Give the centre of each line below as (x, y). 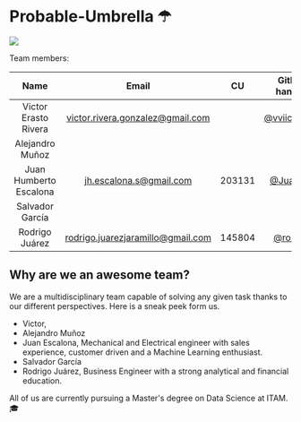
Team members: (39, 58)
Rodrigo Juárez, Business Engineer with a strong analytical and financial (155, 371)
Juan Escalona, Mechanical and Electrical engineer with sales (136, 342)
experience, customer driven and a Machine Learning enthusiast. (142, 352)
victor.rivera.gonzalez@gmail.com (138, 117)
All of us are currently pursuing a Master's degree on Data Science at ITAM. (149, 398)
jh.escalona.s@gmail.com (138, 180)
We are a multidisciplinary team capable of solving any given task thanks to (148, 297)
